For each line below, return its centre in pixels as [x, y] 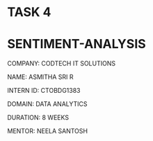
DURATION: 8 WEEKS [38, 118]
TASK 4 [29, 12]
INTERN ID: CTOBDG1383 [44, 91]
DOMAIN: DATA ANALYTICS [48, 104]
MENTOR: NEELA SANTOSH [48, 131]
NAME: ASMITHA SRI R [41, 77]
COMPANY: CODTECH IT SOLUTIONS [62, 64]
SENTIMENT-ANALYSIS [76, 44]
